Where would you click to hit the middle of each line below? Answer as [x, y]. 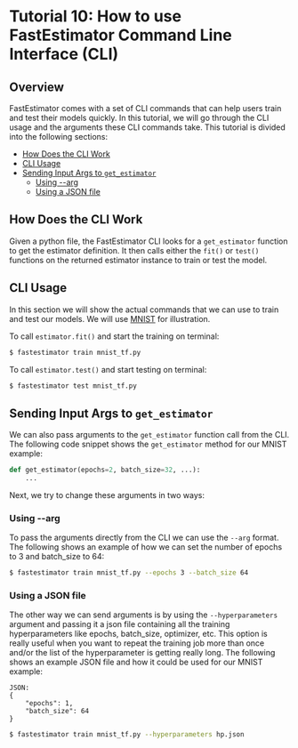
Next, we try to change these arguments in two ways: [107, 495]
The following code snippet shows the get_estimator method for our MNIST [148, 444]
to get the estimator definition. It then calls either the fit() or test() [134, 250]
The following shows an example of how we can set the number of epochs [146, 547]
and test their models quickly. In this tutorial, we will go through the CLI [139, 118]
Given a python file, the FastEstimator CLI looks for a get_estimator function [149, 241]
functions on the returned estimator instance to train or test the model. [138, 260]
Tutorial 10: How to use [96, 16]
